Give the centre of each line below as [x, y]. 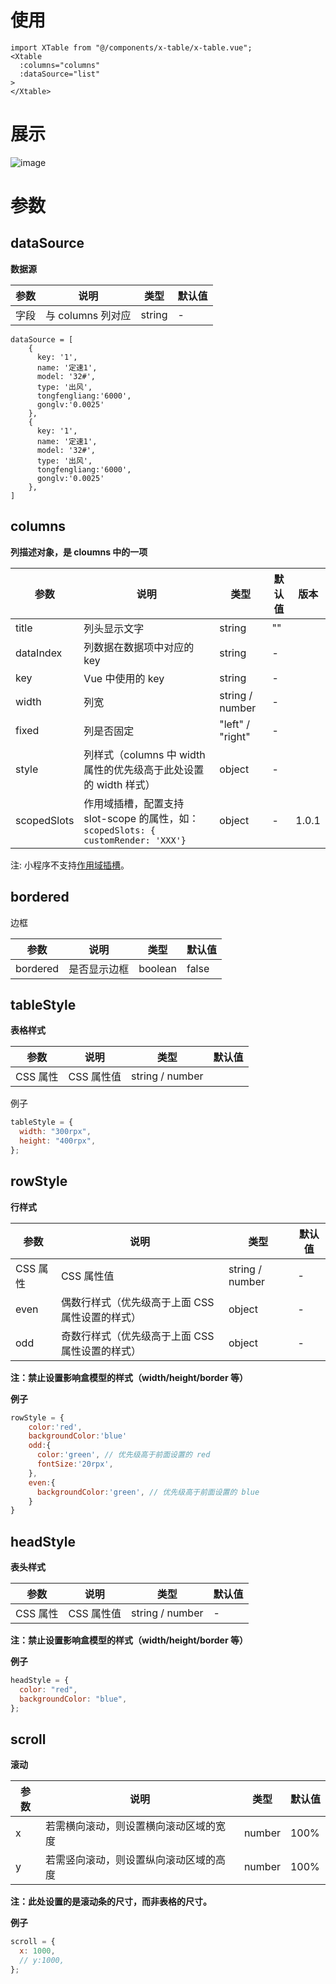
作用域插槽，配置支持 [134, 803]
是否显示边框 [99, 969]
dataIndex [39, 653]
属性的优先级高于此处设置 [144, 769]
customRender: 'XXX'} [135, 840]
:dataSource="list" [60, 74]
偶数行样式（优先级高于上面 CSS [137, 1302]
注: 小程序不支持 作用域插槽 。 [70, 865]
